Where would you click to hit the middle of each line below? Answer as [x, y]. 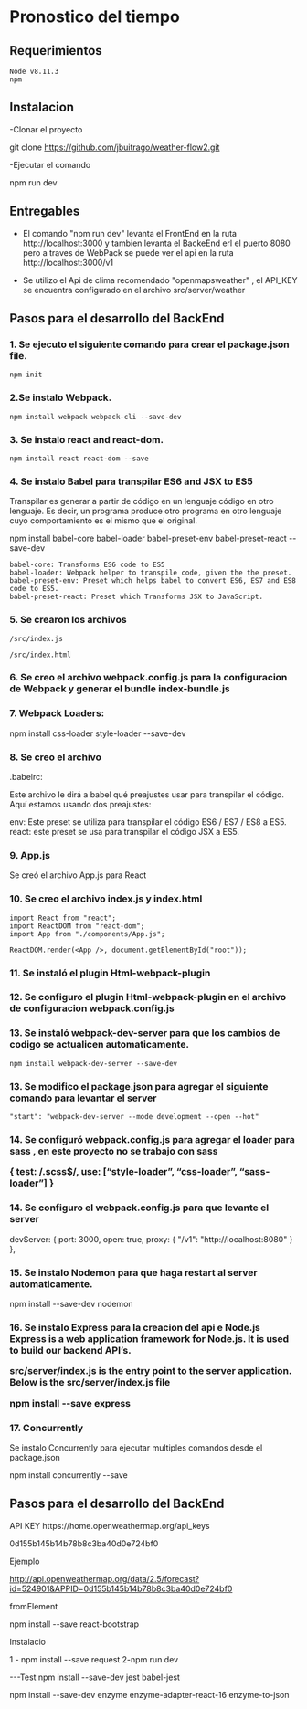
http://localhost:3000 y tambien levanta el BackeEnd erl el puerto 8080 [156, 243]
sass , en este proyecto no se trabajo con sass [114, 1151]
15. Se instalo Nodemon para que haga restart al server [133, 1272]
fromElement [34, 1606]
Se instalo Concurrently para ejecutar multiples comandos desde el [136, 1447]
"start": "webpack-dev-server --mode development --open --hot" [134, 1117]
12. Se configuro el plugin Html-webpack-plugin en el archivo [148, 997]
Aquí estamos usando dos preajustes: [80, 805]
